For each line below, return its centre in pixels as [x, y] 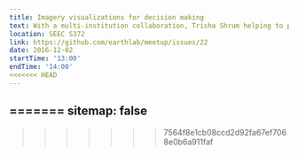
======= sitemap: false [78, 111]
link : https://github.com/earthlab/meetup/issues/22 [109, 42]
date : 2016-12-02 [41, 50]
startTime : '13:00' [45, 58]
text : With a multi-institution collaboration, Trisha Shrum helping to [146, 26]
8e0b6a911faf [188, 142]
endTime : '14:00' [41, 67]
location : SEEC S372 [47, 34]
